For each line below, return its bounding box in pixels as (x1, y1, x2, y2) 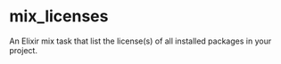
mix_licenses (9, 6, 109, 27)
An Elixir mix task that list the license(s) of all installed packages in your (9, 36, 272, 46)
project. (9, 44, 38, 55)
